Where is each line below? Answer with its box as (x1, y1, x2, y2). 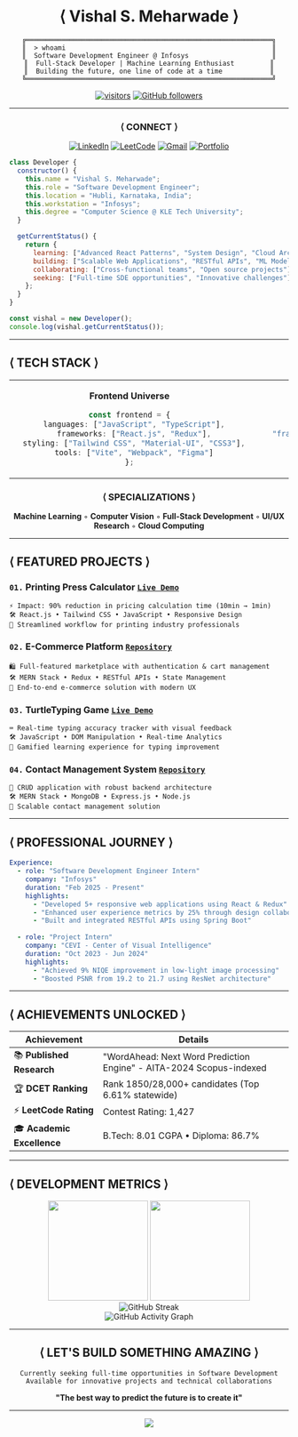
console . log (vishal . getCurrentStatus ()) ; (9, 322, 165, 331)
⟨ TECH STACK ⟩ (9, 356, 99, 371)
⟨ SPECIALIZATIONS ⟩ (102, 491, 196, 503)
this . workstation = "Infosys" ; (25, 199, 141, 208)
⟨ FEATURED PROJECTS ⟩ (9, 554, 151, 570)
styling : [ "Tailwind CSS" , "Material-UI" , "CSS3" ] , (22, 438, 246, 448)
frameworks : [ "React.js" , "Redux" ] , (56, 429, 212, 438)
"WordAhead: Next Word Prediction (102, 1050, 250, 1063)
